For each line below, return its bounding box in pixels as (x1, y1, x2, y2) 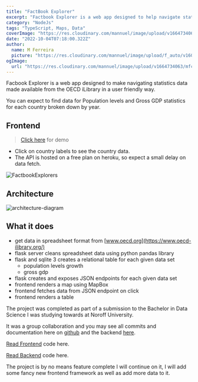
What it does (6, 222, 54, 232)
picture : (11, 52, 33, 58)
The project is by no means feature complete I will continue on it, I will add (6, 363, 187, 370)
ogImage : (6, 58, 28, 64)
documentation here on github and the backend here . (6, 328, 136, 336)
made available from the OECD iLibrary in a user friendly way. (6, 86, 156, 93)
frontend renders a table (14, 293, 74, 301)
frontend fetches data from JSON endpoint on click (14, 287, 140, 294)
